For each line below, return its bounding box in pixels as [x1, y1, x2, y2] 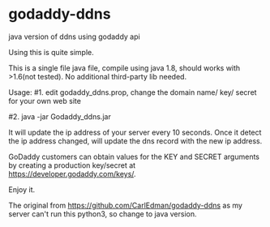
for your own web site [8, 96, 81, 105]
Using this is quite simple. [8, 47, 95, 57]
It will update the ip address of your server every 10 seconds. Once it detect [8, 127, 262, 137]
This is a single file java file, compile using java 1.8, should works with [8, 62, 241, 73]
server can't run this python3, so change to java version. [8, 208, 197, 219]
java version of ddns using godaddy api [8, 32, 140, 41]
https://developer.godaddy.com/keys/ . [8, 169, 136, 178]
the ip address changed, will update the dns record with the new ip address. [8, 135, 263, 146]
